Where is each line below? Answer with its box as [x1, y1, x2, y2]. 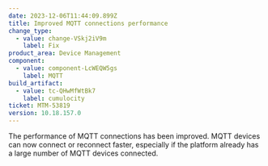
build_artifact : [8, 79, 63, 87]
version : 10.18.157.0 [8, 110, 82, 118]
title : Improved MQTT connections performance [8, 19, 168, 27]
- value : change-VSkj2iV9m [15, 34, 107, 43]
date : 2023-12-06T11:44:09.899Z [8, 11, 117, 20]
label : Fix [23, 42, 60, 50]
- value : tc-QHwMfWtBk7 [15, 86, 96, 95]
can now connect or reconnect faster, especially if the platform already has [8, 140, 259, 149]
